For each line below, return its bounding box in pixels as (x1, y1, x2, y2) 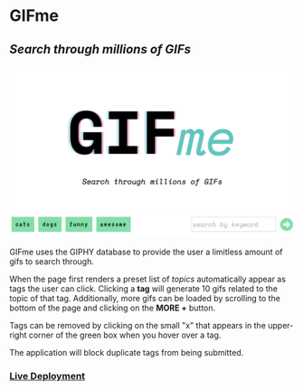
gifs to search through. (9, 256, 95, 267)
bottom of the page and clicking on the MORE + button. (9, 302, 216, 313)
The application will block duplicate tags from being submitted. (9, 348, 244, 358)
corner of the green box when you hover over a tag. (28, 329, 222, 340)
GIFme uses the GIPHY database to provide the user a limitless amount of (9, 246, 283, 258)
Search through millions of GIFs (9, 42, 192, 57)
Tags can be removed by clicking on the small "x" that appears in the (9, 320, 267, 331)
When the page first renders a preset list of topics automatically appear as (9, 273, 287, 285)
